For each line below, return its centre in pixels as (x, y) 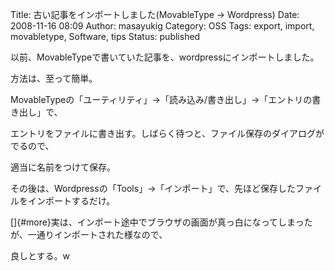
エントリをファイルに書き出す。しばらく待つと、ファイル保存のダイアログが (167, 133)
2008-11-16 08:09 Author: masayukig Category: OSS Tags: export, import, (162, 26)
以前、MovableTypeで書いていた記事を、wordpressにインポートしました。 (165, 57)
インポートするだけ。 (71, 201)
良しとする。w (40, 256)
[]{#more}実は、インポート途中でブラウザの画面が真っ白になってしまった (161, 222)
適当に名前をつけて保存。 (63, 167)
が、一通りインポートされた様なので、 (89, 234)
